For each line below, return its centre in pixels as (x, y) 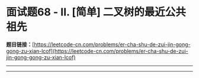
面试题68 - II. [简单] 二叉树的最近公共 (96, 12)
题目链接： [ (20, 44)
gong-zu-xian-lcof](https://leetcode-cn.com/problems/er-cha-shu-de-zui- (97, 51)
